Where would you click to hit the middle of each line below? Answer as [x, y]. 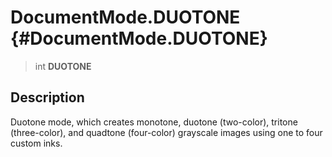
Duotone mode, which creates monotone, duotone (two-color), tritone [154, 122]
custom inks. [36, 143]
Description [47, 97]
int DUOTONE [63, 66]
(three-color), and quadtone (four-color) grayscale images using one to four [166, 132]
